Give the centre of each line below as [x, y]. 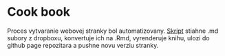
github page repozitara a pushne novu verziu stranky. [83, 45]
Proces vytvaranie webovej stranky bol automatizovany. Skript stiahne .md [113, 31]
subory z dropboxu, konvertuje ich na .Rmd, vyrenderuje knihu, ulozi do [108, 38]
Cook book [39, 12]
